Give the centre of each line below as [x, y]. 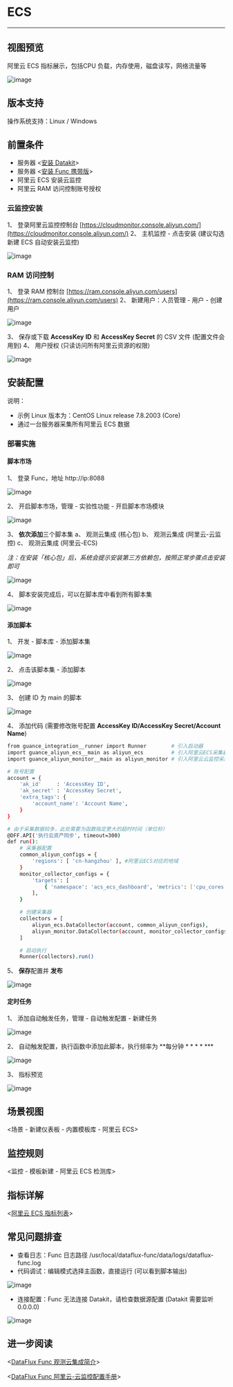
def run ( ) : [23, 842]
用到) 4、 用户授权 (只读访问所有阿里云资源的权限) [79, 345]
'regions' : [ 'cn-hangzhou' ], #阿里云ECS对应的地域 [105, 862]
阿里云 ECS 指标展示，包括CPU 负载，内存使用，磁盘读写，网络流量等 [107, 66]
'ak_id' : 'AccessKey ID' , [65, 784]
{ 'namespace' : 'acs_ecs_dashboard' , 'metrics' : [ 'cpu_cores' [136, 887]
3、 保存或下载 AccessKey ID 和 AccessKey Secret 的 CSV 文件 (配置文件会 [116, 337]
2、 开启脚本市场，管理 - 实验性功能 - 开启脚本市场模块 [86, 506]
